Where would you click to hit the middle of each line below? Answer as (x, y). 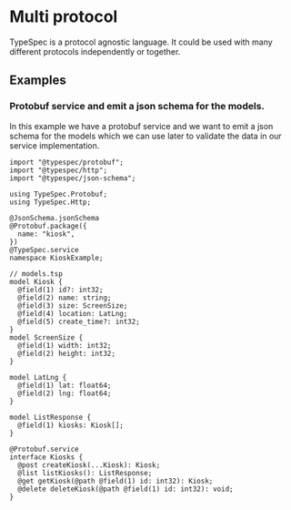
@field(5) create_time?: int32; (79, 321)
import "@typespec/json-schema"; (73, 178)
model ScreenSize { (46, 337)
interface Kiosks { (46, 457)
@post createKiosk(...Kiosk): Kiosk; (89, 465)
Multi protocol (64, 17)
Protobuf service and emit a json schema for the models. (137, 107)
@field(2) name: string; (65, 298)
